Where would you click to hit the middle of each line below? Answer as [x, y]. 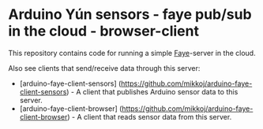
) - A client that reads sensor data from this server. [149, 116]
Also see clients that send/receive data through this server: [104, 68]
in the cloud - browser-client [104, 31]
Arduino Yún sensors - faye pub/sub [130, 15]
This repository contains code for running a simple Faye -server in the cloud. [132, 53]
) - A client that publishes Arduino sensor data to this [152, 91]
